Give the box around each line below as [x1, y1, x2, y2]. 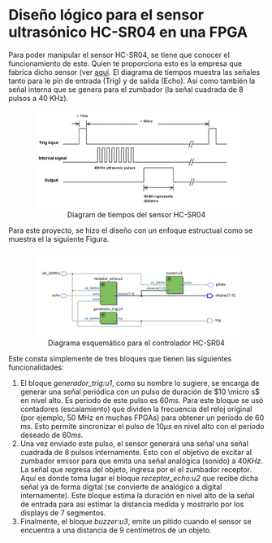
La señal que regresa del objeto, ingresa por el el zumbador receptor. [19, 464, 253, 474]
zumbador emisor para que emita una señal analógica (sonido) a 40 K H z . [19, 456, 264, 466]
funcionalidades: [8, 362, 65, 372]
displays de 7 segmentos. [19, 507, 106, 518]
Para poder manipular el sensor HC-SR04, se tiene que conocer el [8, 50, 230, 59]
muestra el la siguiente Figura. [8, 234, 110, 244]
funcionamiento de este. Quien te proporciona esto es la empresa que [8, 59, 242, 68]
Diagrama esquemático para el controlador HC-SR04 [47, 338, 226, 348]
